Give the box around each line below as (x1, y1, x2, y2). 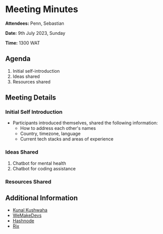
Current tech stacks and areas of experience (20, 136, 114, 142)
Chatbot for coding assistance (12, 165, 76, 171)
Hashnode (12, 218, 34, 224)
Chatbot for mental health (12, 160, 67, 166)
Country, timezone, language (20, 130, 81, 137)
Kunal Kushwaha (12, 207, 48, 213)
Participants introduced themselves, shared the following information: (12, 120, 158, 126)
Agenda (5, 55, 31, 63)
